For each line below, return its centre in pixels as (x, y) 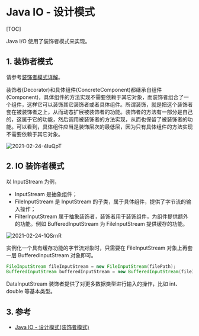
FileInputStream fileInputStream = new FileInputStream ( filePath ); (91, 266)
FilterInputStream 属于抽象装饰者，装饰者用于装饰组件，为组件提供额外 (101, 216)
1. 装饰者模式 (30, 62)
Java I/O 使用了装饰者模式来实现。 (48, 41)
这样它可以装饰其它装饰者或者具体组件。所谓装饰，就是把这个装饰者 (110, 104)
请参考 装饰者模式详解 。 (35, 77)
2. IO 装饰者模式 (35, 166)
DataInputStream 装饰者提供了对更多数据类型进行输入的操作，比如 (87, 284)
